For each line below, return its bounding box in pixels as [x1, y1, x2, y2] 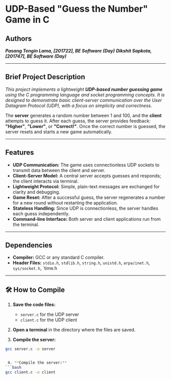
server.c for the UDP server [20, 312, 79, 318]
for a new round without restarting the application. [12, 199, 118, 206]
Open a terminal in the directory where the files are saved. [12, 327, 136, 333]
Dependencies [5, 241, 52, 250]
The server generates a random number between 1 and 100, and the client [5, 112, 162, 118]
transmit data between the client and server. [12, 167, 106, 173]
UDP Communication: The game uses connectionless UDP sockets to [12, 162, 160, 168]
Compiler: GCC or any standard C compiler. [12, 255, 105, 261]
